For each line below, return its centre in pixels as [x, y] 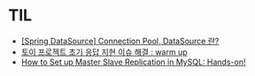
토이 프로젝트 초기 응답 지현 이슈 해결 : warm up [104, 52]
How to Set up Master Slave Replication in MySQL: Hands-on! [133, 62]
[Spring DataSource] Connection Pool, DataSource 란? [120, 41]
